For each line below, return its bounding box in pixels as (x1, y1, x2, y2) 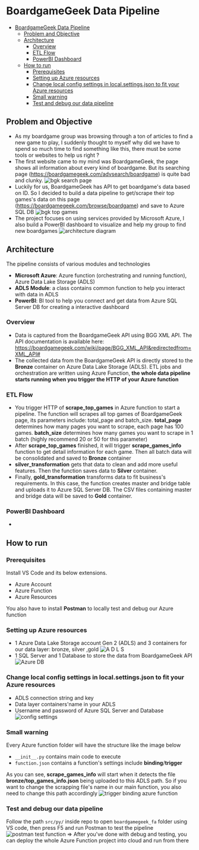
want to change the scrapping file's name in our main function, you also (6, 783, 182, 791)
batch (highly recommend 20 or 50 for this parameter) (14, 435, 148, 443)
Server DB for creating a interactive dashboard (14, 303, 129, 310)
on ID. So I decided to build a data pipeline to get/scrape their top (14, 189, 175, 197)
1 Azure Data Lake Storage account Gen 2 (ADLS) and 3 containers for (14, 640, 187, 647)
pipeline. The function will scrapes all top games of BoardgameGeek (14, 410, 182, 418)
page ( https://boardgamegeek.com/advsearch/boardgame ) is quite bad (14, 170, 190, 178)
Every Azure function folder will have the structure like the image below (6, 741, 181, 749)
